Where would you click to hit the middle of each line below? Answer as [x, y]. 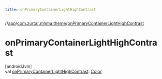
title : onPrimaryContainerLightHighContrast [51, 9]
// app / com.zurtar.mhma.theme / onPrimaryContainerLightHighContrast [74, 23]
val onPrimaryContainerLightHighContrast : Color [53, 71]
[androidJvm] [19, 66]
